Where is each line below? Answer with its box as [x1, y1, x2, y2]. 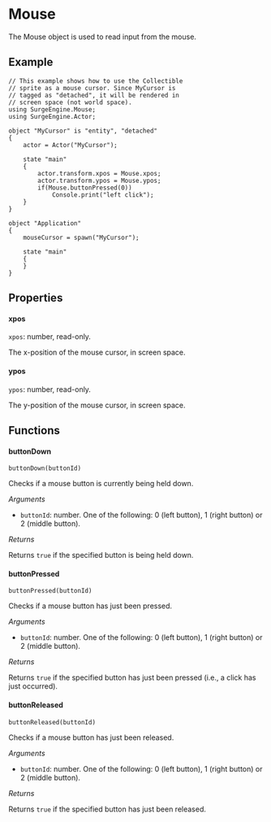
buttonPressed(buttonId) [8, 587, 92, 595]
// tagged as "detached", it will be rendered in [8, 91, 180, 99]
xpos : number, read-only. [8, 332, 92, 341]
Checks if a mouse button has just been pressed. [8, 601, 173, 611]
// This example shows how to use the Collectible [8, 76, 183, 85]
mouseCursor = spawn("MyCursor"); [23, 233, 140, 241]
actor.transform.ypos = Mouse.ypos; [37, 176, 161, 185]
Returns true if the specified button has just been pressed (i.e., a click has [8, 672, 256, 683]
